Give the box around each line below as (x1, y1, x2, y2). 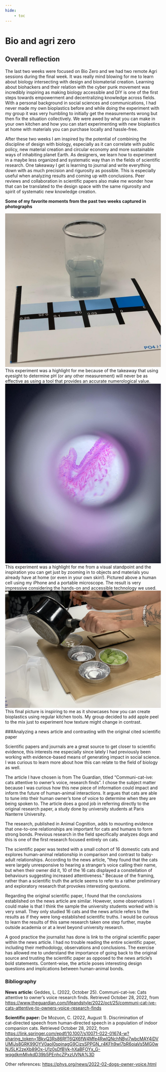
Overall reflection (5, 55, 60, 64)
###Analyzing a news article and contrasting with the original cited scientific (5, 729, 161, 735)
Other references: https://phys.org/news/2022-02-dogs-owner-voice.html (5, 1061, 157, 1067)
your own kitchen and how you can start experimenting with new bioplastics (5, 121, 160, 127)
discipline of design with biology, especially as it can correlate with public (5, 141, 155, 147)
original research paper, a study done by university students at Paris (5, 805, 144, 811)
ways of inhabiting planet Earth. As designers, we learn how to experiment (5, 151, 157, 157)
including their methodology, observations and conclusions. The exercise (5, 944, 155, 950)
